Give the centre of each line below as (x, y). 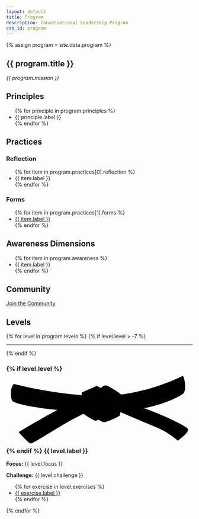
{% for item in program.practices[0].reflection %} (75, 172)
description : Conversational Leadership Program (67, 23)
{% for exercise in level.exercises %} (60, 487)
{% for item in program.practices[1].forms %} (70, 212)
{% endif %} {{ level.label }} (47, 451)
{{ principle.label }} (38, 117)
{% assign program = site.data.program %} (59, 45)
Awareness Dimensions (51, 244)
